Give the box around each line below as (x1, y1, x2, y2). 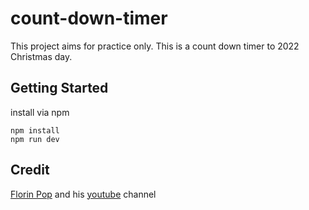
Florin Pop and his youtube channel (10, 188, 157, 200)
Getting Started (10, 80, 109, 97)
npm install (10, 125, 60, 136)
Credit (10, 162, 50, 179)
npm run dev (10, 134, 60, 144)
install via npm (10, 106, 70, 118)
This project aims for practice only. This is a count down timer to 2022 (10, 40, 300, 52)
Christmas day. (10, 50, 73, 62)
